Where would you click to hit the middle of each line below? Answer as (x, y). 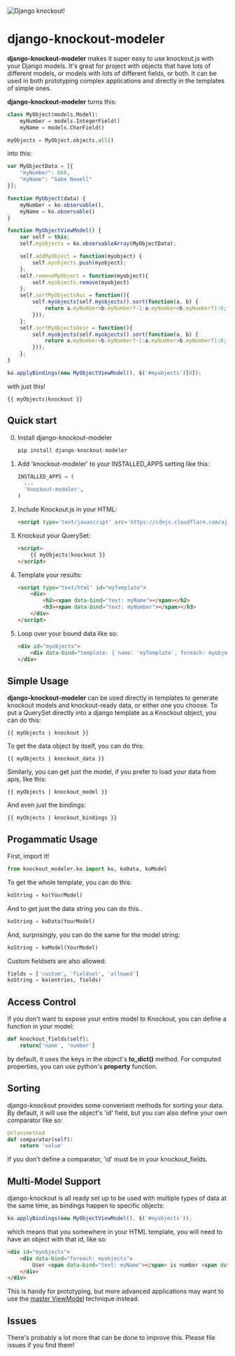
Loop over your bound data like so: (67, 633)
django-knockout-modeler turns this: (62, 101)
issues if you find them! (41, 1345)
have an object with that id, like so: (57, 1239)
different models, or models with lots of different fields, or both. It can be (112, 73)
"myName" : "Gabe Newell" (56, 179)
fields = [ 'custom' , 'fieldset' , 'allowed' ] (73, 974)
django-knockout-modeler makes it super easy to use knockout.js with (111, 58)
